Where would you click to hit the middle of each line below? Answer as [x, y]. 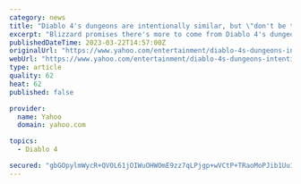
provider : [28, 108]
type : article [36, 68]
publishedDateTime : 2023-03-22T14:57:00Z [88, 42]
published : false [42, 92]
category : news [38, 17]
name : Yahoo [40, 117]
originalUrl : [34, 51]
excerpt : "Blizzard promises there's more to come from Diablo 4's [138, 34]
